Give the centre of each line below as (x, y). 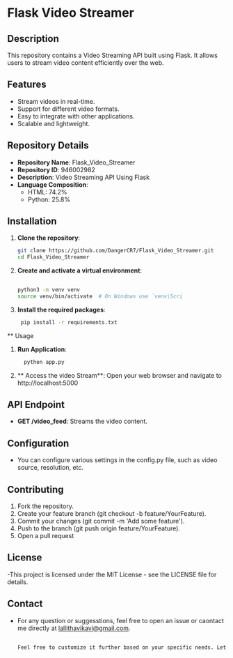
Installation (32, 221)
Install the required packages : (61, 309)
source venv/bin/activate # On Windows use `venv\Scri (100, 296)
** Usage (21, 335)
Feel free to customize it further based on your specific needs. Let (122, 647)
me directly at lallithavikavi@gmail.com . (74, 628)
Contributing (35, 489)
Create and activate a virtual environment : (80, 270)
